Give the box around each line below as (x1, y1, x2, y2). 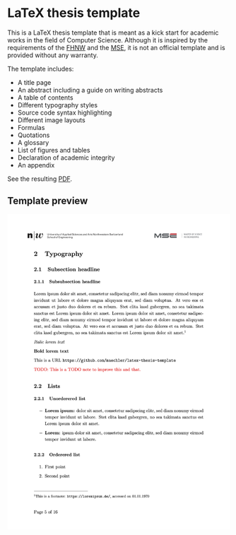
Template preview (7, 195, 88, 207)
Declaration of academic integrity (17, 153, 115, 162)
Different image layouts (17, 115, 86, 124)
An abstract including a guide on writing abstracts (17, 86, 163, 94)
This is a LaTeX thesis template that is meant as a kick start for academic (7, 28, 219, 37)
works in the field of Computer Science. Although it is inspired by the (7, 35, 208, 44)
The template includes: (7, 64, 74, 73)
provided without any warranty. (7, 51, 99, 59)
